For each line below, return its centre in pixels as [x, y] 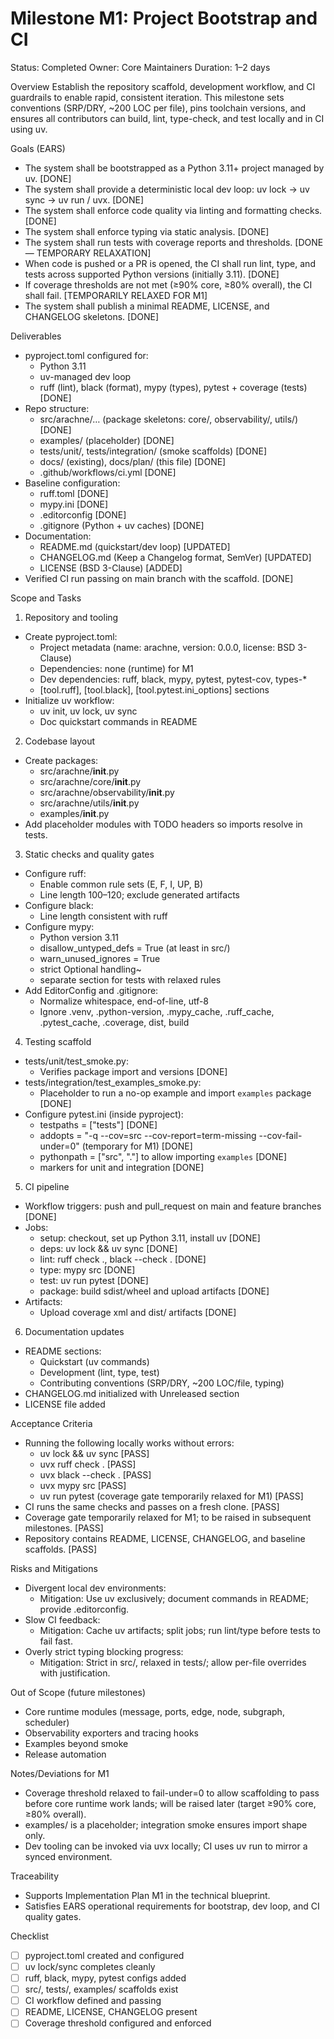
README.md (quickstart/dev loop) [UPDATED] [135, 546]
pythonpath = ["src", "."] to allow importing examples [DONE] [163, 1156]
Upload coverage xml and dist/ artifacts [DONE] [138, 1312]
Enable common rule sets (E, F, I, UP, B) [121, 884]
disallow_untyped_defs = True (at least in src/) [135, 948]
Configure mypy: [59, 926]
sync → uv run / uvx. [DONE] [84, 199]
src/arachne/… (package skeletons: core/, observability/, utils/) [169, 419]
